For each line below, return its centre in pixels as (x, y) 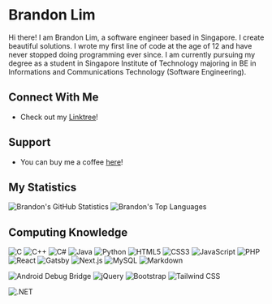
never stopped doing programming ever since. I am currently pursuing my (132, 54)
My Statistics (43, 187)
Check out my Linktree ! (59, 117)
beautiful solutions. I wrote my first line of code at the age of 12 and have (130, 45)
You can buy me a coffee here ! (71, 162)
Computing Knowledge (68, 232)
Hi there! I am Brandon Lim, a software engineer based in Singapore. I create (136, 37)
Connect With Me (54, 98)
